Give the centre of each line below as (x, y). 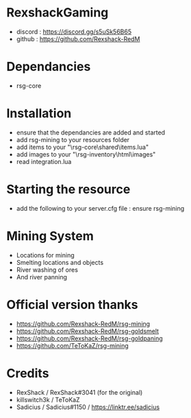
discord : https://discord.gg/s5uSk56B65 (74, 32)
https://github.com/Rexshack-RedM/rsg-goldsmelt (87, 331)
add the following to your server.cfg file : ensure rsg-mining (100, 208)
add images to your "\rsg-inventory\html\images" (86, 154)
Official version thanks (72, 304)
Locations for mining (45, 255)
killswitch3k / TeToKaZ (48, 399)
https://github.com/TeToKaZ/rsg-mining (73, 345)
